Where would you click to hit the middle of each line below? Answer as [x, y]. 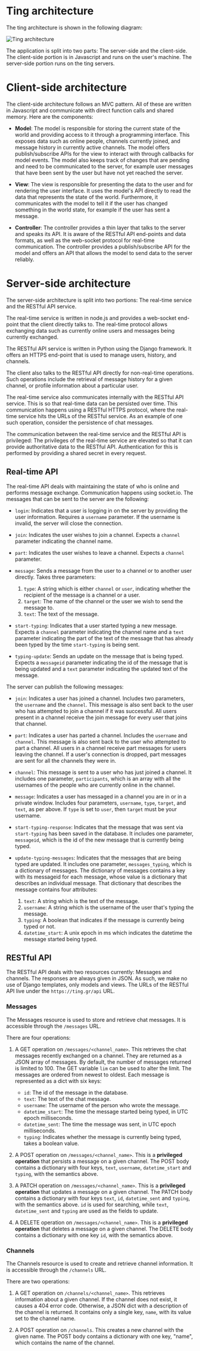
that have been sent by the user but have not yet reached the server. [99, 173]
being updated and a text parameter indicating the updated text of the [101, 669]
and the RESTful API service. [41, 306]
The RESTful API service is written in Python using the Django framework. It [99, 348]
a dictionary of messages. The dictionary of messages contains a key [100, 870]
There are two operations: [38, 1282]
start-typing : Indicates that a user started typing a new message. [96, 625]
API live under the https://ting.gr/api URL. [60, 991]
